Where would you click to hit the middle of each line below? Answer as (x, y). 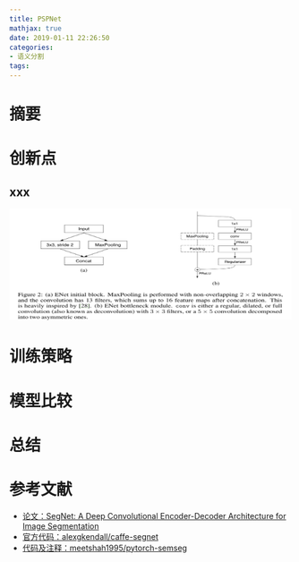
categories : (31, 47)
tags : (19, 66)
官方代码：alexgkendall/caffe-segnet (90, 536)
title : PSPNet (36, 19)
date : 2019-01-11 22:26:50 (60, 38)
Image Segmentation (60, 526)
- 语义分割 (27, 57)
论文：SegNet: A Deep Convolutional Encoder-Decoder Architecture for (154, 515)
